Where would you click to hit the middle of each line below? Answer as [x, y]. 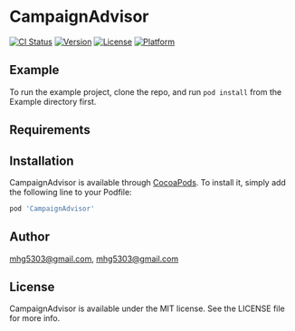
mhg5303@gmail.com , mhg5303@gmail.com [94, 259]
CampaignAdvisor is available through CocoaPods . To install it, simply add [148, 182]
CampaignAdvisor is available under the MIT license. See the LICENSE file [147, 308]
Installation [42, 161]
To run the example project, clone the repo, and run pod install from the [146, 91]
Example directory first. [53, 101]
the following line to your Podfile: [71, 192]
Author [29, 237]
